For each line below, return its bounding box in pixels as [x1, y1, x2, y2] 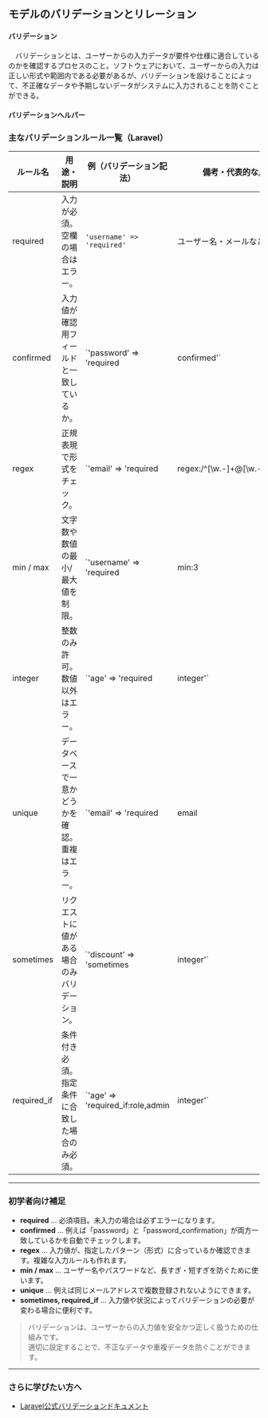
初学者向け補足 [8, 1196, 66, 1207]
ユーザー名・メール [177, 236, 250, 248]
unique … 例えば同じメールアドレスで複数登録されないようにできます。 [19, 1285, 256, 1295]
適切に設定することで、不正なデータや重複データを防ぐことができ [27, 1342, 245, 1352]
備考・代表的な [202, 167, 259, 178]
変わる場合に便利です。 [19, 1305, 97, 1315]
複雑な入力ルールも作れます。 [33, 1255, 131, 1265]
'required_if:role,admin [85, 1100, 170, 1111]
